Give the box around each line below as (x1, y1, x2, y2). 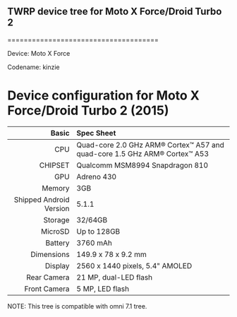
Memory (42, 183, 70, 193)
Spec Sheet (76, 128, 116, 138)
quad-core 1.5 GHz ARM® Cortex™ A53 (76, 148, 209, 158)
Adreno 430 (76, 172, 117, 181)
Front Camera (24, 284, 70, 294)
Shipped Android (13, 194, 70, 204)
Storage (43, 215, 70, 225)
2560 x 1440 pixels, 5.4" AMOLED (76, 261, 193, 270)
